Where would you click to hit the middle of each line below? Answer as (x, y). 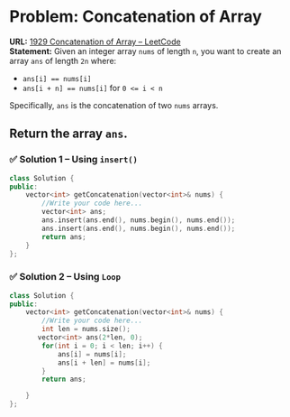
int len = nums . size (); (86, 329)
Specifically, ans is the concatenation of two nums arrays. (114, 105)
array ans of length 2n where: (63, 60)
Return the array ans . (68, 134)
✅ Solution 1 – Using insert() (73, 160)
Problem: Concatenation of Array (136, 17)
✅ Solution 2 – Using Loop (65, 277)
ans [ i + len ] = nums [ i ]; (104, 363)
